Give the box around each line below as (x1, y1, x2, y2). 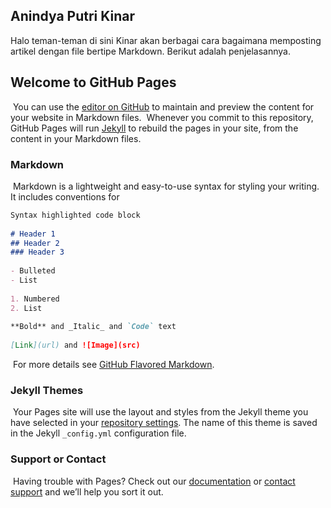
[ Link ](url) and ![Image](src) (10, 340, 141, 351)
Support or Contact (10, 452, 107, 466)
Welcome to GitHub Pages (10, 74, 177, 91)
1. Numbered (10, 294, 60, 304)
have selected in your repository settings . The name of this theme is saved (10, 417, 318, 429)
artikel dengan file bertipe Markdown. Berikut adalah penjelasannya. (10, 45, 292, 57)
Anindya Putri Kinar (10, 8, 136, 25)
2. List (10, 303, 43, 313)
